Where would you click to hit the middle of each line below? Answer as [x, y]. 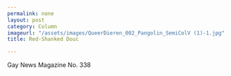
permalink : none [31, 13]
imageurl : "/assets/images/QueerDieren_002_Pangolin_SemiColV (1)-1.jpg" [116, 33]
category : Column [32, 26]
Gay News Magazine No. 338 [49, 65]
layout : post [26, 20]
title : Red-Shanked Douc [43, 39]
